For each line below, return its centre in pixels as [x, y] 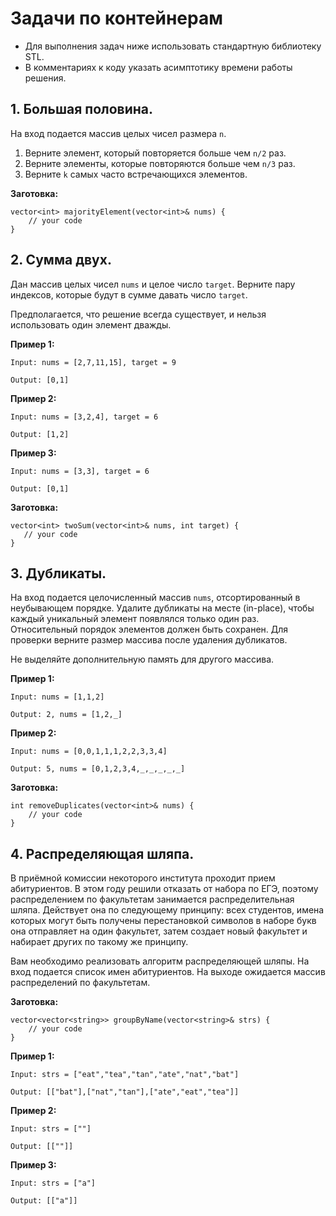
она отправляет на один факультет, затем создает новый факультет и [159, 931]
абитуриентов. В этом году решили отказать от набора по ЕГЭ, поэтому [164, 889]
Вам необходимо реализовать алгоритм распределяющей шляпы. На [160, 961]
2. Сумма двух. [61, 260]
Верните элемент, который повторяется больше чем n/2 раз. [155, 153]
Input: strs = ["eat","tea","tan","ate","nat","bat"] [125, 1075]
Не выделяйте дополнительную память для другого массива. [142, 659]
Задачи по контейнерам [116, 18]
